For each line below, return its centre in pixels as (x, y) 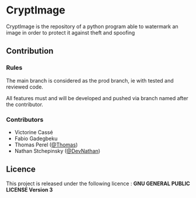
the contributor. (25, 104)
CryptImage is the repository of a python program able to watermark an (92, 26)
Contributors (25, 120)
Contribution (30, 51)
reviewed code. (25, 87)
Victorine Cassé (34, 132)
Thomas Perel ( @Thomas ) (46, 145)
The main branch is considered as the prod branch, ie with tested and (90, 80)
